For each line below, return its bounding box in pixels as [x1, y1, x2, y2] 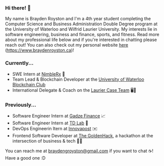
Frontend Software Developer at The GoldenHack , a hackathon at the [12, 132, 153, 138]
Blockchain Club [12, 81, 46, 87]
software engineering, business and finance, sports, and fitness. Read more [5, 32, 160, 38]
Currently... [5, 59, 34, 66]
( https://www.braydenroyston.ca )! [5, 47, 74, 54]
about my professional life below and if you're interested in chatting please [5, 37, 157, 43]
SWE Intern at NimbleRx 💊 [12, 71, 65, 77]
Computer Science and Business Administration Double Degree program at [5, 21, 158, 27]
